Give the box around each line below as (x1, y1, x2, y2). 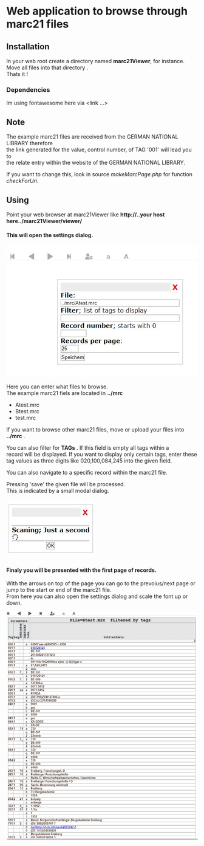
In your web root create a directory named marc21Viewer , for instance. (6, 58, 185, 64)
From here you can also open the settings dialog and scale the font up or (6, 593, 188, 600)
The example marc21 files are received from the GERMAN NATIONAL (6, 133, 178, 140)
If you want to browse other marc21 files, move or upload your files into (6, 426, 185, 433)
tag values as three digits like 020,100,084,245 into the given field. (6, 457, 172, 464)
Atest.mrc (15, 401, 40, 408)
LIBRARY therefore (6, 140, 53, 147)
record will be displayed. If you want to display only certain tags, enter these (6, 451, 197, 458)
